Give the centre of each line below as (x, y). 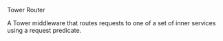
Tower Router (26, 10)
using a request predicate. (44, 30)
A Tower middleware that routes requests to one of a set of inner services (111, 23)
